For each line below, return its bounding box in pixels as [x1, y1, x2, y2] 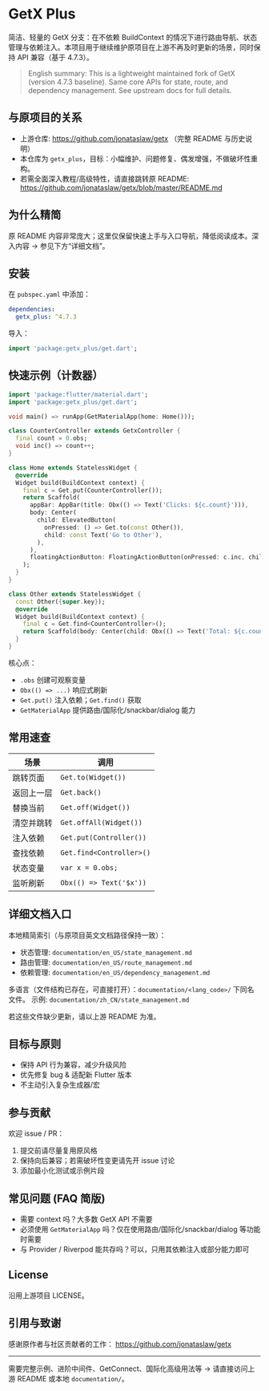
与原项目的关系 [8, 111, 82, 124]
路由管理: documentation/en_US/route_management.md [19, 957, 192, 967]
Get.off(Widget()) [60, 803, 130, 811]
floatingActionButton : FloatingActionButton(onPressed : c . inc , [29, 553, 246, 562]
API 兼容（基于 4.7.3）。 [17, 52, 94, 62]
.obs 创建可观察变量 [19, 675, 86, 685]
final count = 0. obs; [15, 434, 88, 442]
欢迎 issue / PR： [8, 1129, 65, 1138]
